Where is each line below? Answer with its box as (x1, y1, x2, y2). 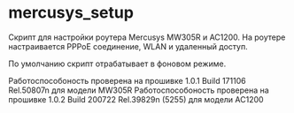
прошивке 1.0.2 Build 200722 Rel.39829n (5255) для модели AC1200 (8, 94, 264, 104)
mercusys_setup (8, 3, 135, 23)
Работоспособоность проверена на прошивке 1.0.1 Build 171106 (8, 75, 246, 86)
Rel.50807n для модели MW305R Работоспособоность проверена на (8, 85, 269, 95)
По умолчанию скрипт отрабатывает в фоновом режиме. (8, 58, 227, 69)
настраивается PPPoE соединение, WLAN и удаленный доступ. (8, 41, 249, 51)
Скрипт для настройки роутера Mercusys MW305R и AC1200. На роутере (8, 32, 286, 42)
